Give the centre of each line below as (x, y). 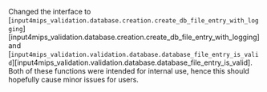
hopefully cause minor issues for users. (73, 80)
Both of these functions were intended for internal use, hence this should (129, 71)
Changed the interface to (50, 12)
